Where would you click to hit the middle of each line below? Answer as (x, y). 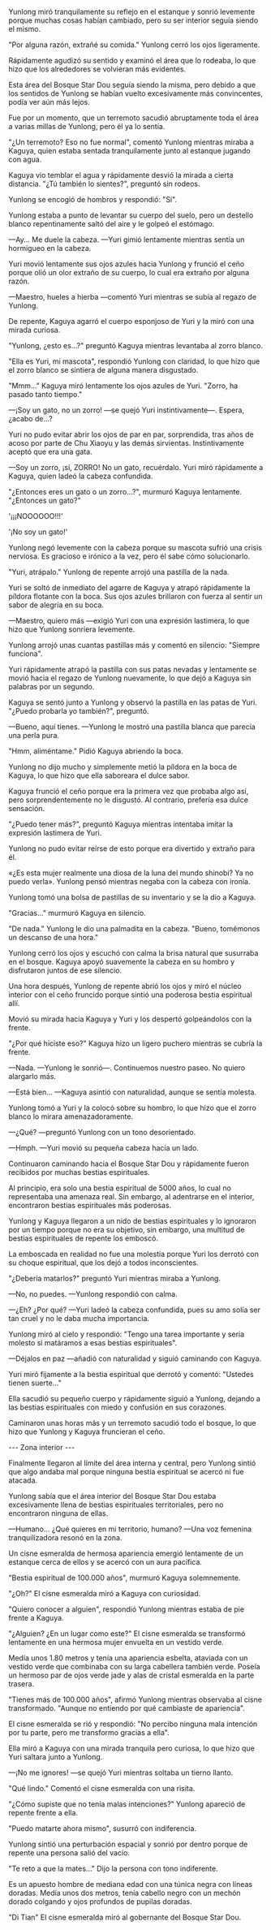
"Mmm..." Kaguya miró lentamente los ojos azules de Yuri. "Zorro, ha (123, 386)
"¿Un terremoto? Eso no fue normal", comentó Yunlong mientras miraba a (131, 142)
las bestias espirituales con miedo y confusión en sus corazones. (118, 1407)
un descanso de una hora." (54, 937)
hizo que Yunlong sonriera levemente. (72, 629)
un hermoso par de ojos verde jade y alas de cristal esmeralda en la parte (131, 1675)
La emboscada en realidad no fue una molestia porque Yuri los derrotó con (134, 1254)
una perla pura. (34, 735)
